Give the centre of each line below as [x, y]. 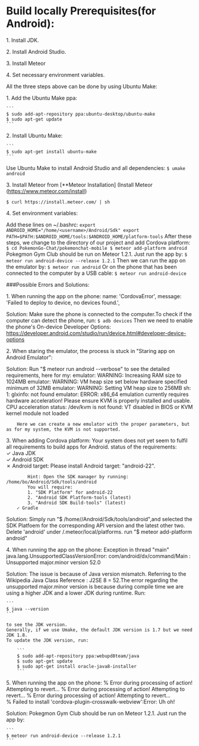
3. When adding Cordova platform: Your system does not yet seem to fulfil [97, 440]
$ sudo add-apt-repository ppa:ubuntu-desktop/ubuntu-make [81, 114]
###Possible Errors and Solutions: [48, 284]
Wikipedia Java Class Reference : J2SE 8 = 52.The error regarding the [92, 580]
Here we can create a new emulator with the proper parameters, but [103, 424]
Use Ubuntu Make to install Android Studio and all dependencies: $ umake [96, 168]
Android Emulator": [29, 357]
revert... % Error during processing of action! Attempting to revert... [89, 695]
